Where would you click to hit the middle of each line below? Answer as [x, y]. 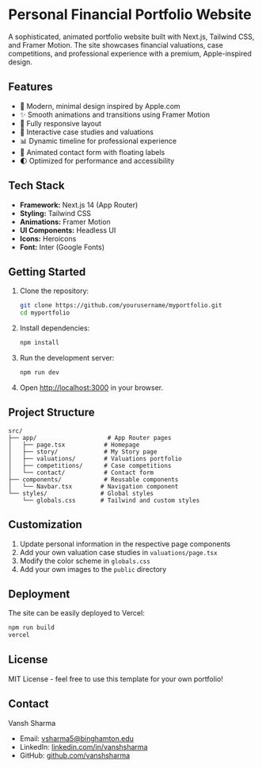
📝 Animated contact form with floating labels [92, 152]
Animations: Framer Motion [65, 222]
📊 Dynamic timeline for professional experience [98, 141]
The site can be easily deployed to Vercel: [76, 613]
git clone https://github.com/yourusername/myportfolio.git [121, 306]
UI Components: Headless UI [68, 230]
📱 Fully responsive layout [60, 123]
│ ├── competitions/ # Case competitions [90, 465]
